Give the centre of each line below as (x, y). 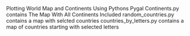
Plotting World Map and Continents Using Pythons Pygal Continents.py (93, 8)
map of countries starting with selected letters (63, 27)
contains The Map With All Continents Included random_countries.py (90, 15)
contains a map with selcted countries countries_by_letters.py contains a (95, 21)
